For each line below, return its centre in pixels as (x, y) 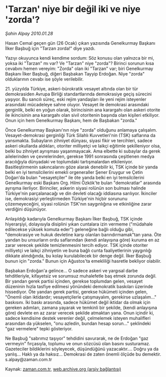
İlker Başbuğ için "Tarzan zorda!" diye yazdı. (50, 48)
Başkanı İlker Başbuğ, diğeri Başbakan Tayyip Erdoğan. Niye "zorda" (75, 74)
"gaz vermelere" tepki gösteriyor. (39, 328)
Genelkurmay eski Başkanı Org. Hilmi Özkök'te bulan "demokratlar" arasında (83, 183)
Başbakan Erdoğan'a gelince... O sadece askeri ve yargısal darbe (71, 270)
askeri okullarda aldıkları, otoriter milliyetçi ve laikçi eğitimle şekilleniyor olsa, (83, 146)
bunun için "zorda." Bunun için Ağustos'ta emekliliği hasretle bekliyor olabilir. (83, 261)
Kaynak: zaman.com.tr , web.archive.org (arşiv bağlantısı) (63, 369)
